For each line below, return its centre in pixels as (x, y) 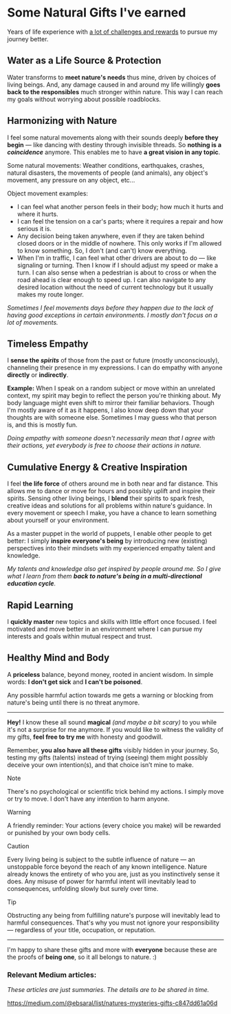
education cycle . (32, 583)
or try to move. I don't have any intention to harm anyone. (88, 799)
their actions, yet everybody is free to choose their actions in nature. (104, 446)
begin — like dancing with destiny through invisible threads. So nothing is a (114, 144)
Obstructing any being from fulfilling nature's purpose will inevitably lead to (114, 915)
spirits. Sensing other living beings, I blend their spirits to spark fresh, (106, 498)
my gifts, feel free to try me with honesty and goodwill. (85, 737)
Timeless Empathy (48, 344)
